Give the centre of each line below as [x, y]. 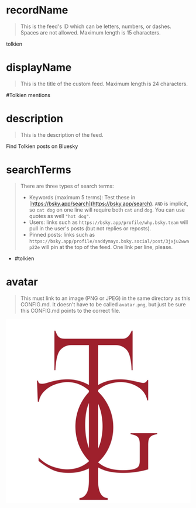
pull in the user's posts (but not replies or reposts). [90, 228]
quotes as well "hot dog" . [60, 216]
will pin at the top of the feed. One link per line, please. [107, 247]
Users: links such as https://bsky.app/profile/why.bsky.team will [109, 222]
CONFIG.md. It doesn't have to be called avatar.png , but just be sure [103, 304]
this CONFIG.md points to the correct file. [71, 310]
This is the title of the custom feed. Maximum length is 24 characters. [104, 84]
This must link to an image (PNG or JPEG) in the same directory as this [105, 298]
